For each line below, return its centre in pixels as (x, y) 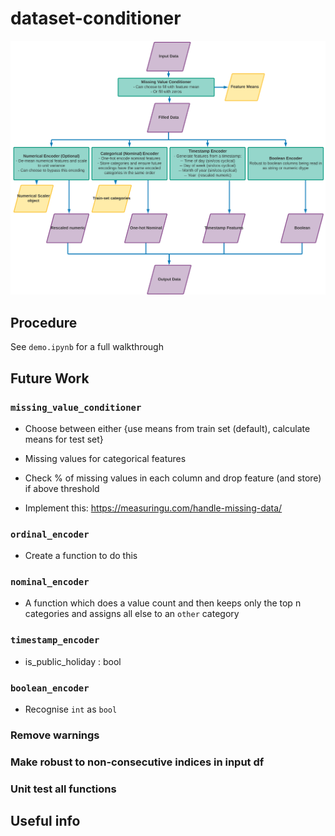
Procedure (44, 322)
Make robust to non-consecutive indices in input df (137, 762)
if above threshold (62, 488)
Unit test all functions (63, 789)
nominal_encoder (50, 582)
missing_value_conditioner (76, 407)
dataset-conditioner (96, 18)
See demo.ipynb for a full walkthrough (87, 347)
